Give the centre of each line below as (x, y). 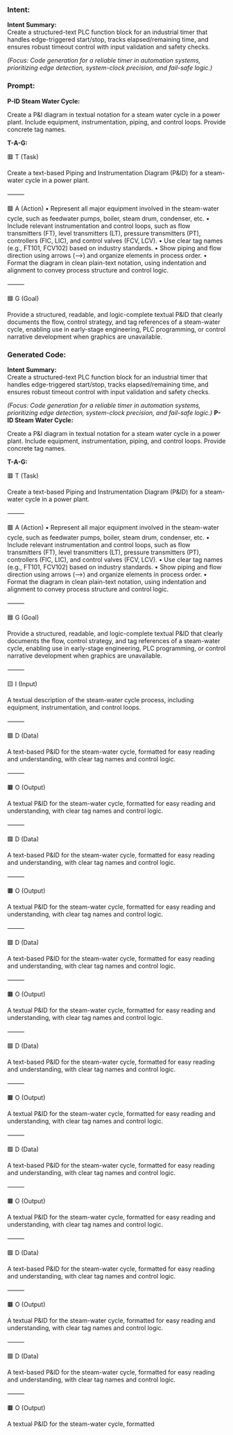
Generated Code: (37, 355)
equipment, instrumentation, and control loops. (74, 707)
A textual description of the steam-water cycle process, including (101, 699)
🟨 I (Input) (23, 683)
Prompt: (21, 86)
